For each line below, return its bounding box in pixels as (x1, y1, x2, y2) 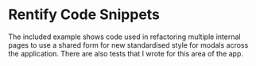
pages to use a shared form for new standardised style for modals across (8, 40, 249, 49)
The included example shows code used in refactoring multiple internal (8, 32, 241, 41)
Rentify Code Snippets (8, 6, 161, 24)
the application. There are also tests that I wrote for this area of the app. (8, 49, 244, 58)
